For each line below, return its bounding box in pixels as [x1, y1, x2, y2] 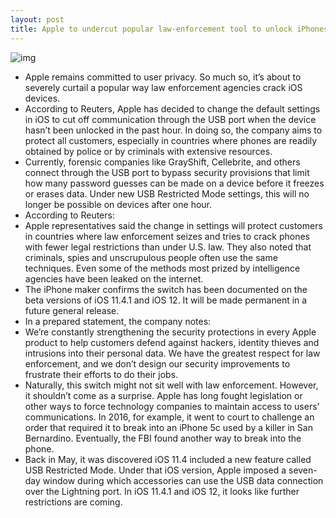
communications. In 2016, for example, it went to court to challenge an [24, 411, 315, 423]
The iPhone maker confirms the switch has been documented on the [24, 283, 308, 295]
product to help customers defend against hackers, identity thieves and [24, 336, 320, 348]
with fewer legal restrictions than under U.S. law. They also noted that [24, 241, 312, 253]
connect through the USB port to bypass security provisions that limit [24, 166, 310, 178]
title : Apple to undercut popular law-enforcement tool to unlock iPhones [10, 24, 329, 34]
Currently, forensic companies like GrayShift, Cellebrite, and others [24, 156, 301, 168]
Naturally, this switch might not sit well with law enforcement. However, [24, 379, 319, 391]
